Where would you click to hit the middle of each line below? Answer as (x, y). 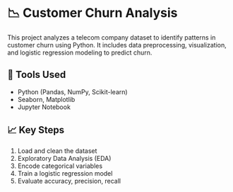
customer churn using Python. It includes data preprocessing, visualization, (117, 45)
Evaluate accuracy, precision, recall (69, 181)
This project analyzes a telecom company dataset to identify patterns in (112, 37)
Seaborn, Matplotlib (46, 99)
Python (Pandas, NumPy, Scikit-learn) (73, 91)
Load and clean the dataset (57, 151)
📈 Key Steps (36, 130)
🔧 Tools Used (37, 75)
